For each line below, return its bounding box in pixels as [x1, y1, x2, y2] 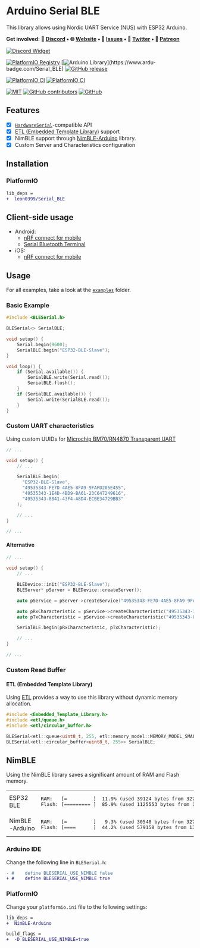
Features [6, 105, 40, 115]
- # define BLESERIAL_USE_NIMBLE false [6, 870, 113, 876]
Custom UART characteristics [6, 422, 94, 430]
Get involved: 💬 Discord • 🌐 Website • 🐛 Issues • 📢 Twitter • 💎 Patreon [6, 35, 180, 42]
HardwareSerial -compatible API [14, 121, 92, 128]
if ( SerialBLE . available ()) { [17, 391, 92, 397]
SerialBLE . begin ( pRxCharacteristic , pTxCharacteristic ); [17, 624, 161, 631]
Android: [14, 228, 36, 236]
